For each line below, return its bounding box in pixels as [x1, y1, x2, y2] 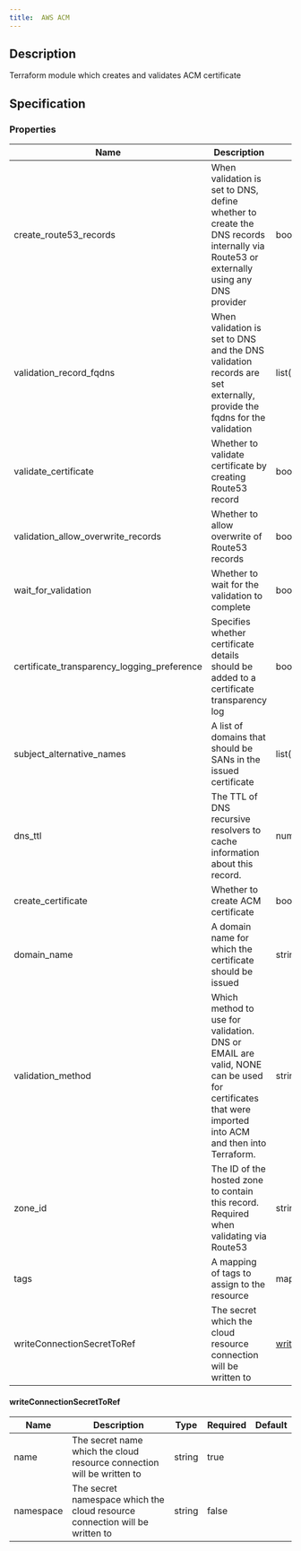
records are [211, 367, 260, 379]
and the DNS [211, 344, 265, 357]
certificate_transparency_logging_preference [13, 660, 203, 673]
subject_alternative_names [13, 748, 126, 761]
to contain [211, 1185, 254, 1198]
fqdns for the [211, 412, 266, 424]
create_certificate [13, 894, 88, 907]
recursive [211, 813, 251, 825]
